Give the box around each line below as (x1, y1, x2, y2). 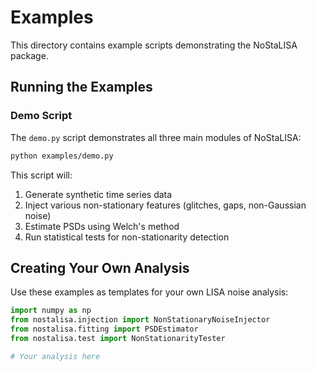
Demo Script (10, 109, 73, 123)
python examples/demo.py (10, 151, 114, 161)
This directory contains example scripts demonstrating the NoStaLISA (10, 39, 298, 51)
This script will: (10, 169, 73, 181)
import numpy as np (10, 306, 92, 316)
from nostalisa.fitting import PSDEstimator (10, 324, 199, 335)
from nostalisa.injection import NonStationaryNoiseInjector (10, 315, 271, 325)
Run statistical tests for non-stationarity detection (24, 231, 230, 243)
